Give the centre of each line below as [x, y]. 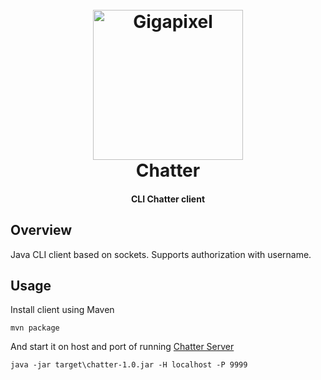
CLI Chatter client [168, 199]
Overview [41, 230]
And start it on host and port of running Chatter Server [122, 347]
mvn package [35, 328]
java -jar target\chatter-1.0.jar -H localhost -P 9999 [129, 365]
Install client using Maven [62, 310]
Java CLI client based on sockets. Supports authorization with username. [161, 254]
